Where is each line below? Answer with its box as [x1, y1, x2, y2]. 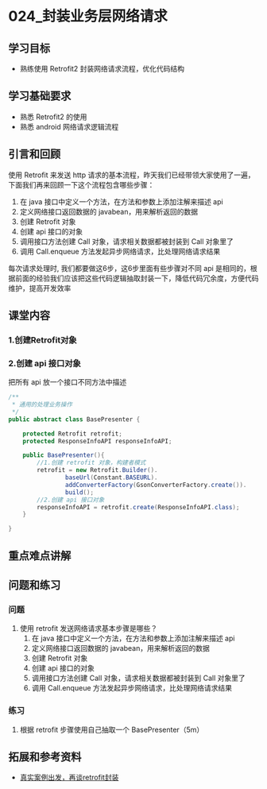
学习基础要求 [8, 89, 72, 103]
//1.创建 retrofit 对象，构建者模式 [37, 458, 146, 467]
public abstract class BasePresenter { [8, 415, 141, 424]
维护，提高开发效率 [8, 283, 72, 292]
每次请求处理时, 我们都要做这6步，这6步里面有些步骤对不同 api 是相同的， [8, 263, 251, 273]
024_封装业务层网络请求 [8, 7, 168, 25]
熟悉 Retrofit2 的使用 [19, 112, 87, 122]
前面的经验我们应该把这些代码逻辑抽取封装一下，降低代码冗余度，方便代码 [14, 273, 259, 283]
